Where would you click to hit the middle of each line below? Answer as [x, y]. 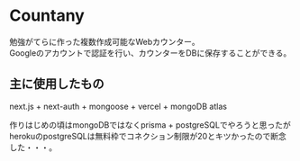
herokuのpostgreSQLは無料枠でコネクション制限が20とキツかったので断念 [148, 136]
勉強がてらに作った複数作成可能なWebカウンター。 [105, 41]
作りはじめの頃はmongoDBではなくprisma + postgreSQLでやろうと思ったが [150, 125]
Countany [47, 16]
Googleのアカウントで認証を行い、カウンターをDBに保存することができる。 [150, 53]
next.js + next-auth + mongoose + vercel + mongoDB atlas [118, 106]
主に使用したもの [57, 84]
